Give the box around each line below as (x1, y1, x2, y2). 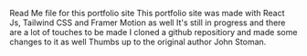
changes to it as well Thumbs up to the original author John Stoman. (9, 36, 267, 47)
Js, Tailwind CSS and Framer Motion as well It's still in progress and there (9, 17, 286, 28)
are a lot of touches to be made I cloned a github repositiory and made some (9, 27, 298, 37)
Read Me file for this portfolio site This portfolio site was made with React (9, 8, 285, 18)
